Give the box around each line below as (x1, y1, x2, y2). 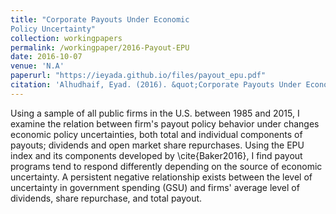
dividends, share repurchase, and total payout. (10, 192, 203, 204)
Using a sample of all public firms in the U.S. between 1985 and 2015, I (10, 107, 300, 119)
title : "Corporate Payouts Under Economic (10, 14, 190, 25)
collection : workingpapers (10, 33, 123, 43)
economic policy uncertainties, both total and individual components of (10, 128, 303, 140)
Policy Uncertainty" (10, 24, 97, 34)
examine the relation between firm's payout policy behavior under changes (10, 117, 320, 130)
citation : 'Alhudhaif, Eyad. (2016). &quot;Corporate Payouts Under (10, 80, 302, 90)
